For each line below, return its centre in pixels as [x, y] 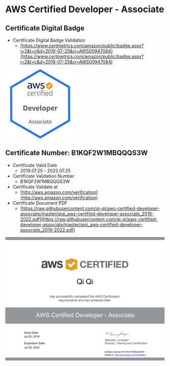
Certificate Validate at [35, 187]
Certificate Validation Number [44, 176]
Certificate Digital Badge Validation [49, 40]
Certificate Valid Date [35, 165]
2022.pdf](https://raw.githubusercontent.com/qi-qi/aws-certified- [89, 219]
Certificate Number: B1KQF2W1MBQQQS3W [77, 153]
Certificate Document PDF [40, 203]
